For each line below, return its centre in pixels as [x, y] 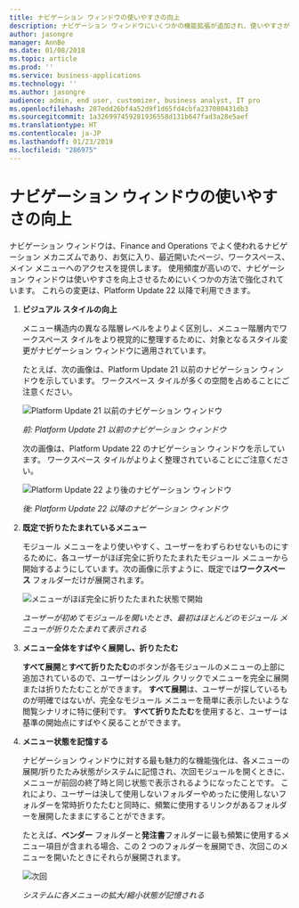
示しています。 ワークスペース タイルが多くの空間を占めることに [164, 380]
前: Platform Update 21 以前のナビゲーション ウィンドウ [124, 429]
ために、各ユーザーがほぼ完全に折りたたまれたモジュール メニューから [159, 557]
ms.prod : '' [31, 68]
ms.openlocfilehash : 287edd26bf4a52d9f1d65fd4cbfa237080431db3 [129, 109]
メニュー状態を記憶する [65, 741]
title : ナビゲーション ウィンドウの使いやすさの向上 [95, 17]
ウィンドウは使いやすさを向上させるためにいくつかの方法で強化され [151, 279]
